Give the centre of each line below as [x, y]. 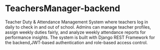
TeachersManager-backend [63, 8]
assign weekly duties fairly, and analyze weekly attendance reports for [76, 32]
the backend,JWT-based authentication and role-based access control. [76, 42]
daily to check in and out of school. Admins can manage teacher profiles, [78, 27]
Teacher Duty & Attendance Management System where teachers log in [77, 22]
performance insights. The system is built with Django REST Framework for [80, 37]
